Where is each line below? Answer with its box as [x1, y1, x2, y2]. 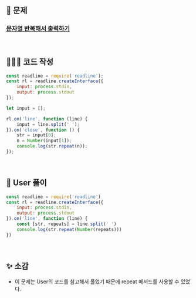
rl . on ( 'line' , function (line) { [6, 116, 88, 122]
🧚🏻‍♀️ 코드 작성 [6, 57, 54, 67]
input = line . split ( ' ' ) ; [16, 121, 80, 128]
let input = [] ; [6, 105, 46, 111]
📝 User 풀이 [6, 178, 47, 188]
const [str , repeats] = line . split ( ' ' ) [16, 221, 117, 227]
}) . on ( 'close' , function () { [6, 127, 80, 133]
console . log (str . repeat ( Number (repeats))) [16, 226, 122, 232]
